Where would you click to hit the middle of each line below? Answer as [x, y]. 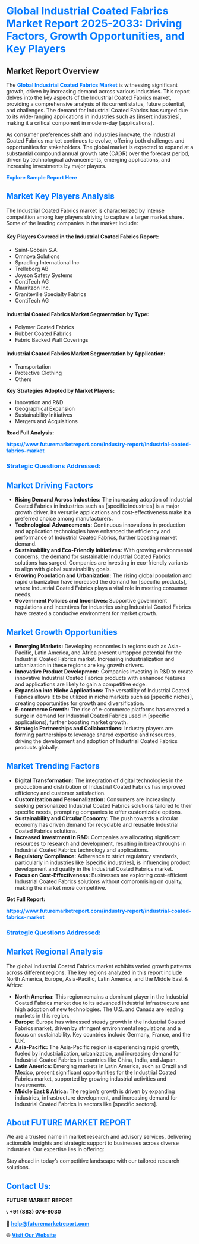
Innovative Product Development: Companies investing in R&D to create [104, 671]
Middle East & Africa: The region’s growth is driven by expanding [95, 1091]
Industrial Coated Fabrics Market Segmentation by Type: [78, 314]
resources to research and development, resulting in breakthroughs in [100, 843]
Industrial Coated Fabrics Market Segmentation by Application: [86, 353]
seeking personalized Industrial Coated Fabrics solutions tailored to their [103, 805]
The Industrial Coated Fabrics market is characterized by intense [85, 210]
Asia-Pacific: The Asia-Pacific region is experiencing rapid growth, [97, 1047]
